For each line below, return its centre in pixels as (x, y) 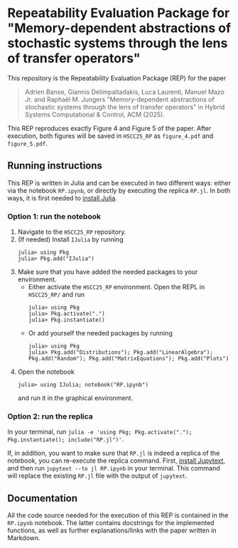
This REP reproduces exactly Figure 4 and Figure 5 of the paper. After (109, 128)
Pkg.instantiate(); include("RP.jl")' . (66, 439)
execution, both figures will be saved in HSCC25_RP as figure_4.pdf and (110, 136)
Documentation (43, 498)
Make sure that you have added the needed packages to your (108, 272)
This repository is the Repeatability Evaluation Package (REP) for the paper (117, 78)
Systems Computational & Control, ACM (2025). (94, 114)
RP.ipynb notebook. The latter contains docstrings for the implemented (111, 523)
